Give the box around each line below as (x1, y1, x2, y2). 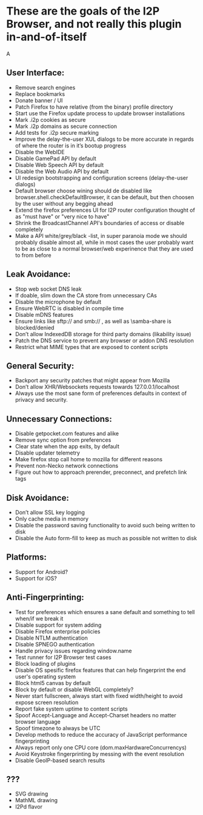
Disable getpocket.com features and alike (15, 430, 119, 438)
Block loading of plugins (15, 660, 76, 667)
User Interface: (6, 68, 65, 78)
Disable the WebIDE (15, 148, 65, 155)
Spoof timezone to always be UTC (15, 724, 101, 732)
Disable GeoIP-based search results (15, 757, 105, 764)
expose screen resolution (15, 698, 79, 706)
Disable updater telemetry (15, 449, 81, 456)
